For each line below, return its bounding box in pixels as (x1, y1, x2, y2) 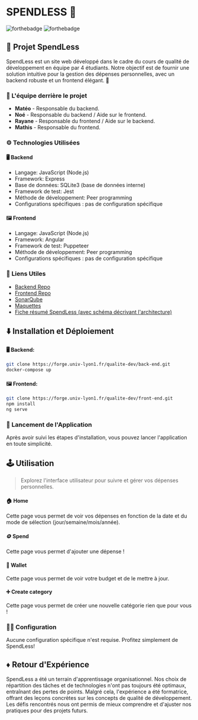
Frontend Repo (14, 290, 51, 297)
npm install (6, 401, 35, 407)
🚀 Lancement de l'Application (6, 420, 92, 429)
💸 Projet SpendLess (6, 42, 80, 52)
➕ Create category (6, 589, 53, 596)
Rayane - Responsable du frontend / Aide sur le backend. (14, 118, 155, 125)
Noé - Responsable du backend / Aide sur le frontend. (14, 111, 147, 118)
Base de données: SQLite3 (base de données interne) (14, 182, 146, 189)
